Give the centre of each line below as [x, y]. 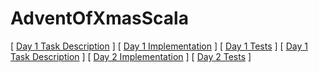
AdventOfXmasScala [99, 18]
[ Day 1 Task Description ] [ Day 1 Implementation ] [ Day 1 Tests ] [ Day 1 [159, 46]
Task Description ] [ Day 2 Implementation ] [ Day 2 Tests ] [131, 56]
